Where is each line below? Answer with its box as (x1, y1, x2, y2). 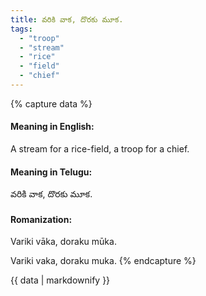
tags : (10, 24, 33, 34)
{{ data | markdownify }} (10, 274, 111, 286)
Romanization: (10, 213, 73, 225)
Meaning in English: (10, 121, 95, 133)
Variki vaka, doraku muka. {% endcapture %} (10, 255, 197, 267)
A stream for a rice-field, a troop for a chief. (10, 143, 190, 155)
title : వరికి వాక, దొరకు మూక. (10, 14, 124, 25)
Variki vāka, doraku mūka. (10, 236, 117, 248)
